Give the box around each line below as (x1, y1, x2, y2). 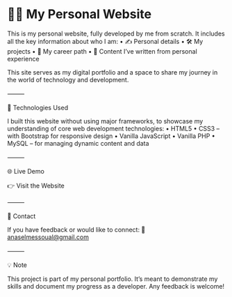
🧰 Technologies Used (7, 103, 68, 112)
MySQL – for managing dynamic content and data (7, 139, 149, 147)
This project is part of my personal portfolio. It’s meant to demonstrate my (7, 275, 218, 283)
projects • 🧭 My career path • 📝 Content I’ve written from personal (7, 47, 198, 55)
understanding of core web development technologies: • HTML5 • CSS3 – (7, 124, 220, 132)
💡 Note (7, 261, 28, 269)
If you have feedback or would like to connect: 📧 (7, 225, 146, 234)
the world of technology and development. (7, 75, 129, 84)
